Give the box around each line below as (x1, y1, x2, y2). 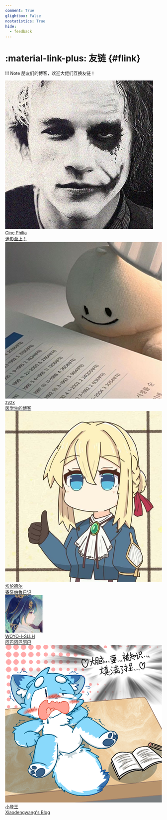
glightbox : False (5, 13, 41, 18)
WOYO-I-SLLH (5, 633, 35, 639)
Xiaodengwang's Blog (5, 810, 51, 816)
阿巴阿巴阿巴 (5, 639, 31, 645)
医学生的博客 (5, 405, 31, 411)
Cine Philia (5, 230, 27, 236)
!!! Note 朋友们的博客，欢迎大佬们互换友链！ (5, 70, 95, 76)
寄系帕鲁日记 (5, 589, 31, 595)
